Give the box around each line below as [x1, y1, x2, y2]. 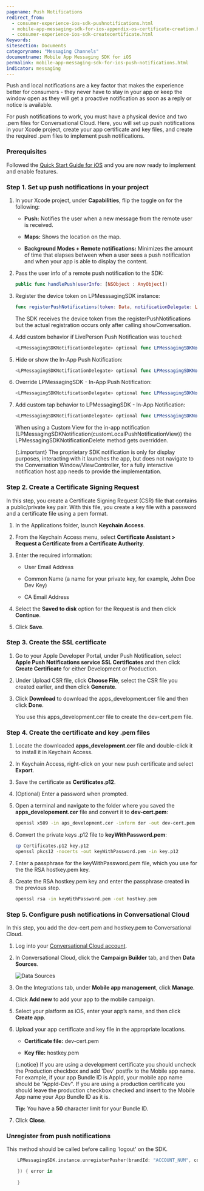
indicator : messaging [6, 65, 61, 72]
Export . [15, 767, 35, 774]
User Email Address [24, 563, 74, 570]
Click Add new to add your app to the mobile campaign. [15, 996, 155, 1003]
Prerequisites [6, 147, 47, 156]
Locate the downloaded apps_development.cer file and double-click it [15, 742, 193, 749]
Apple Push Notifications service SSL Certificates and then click [15, 658, 180, 666]
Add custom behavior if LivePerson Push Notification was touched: [15, 333, 183, 340]
